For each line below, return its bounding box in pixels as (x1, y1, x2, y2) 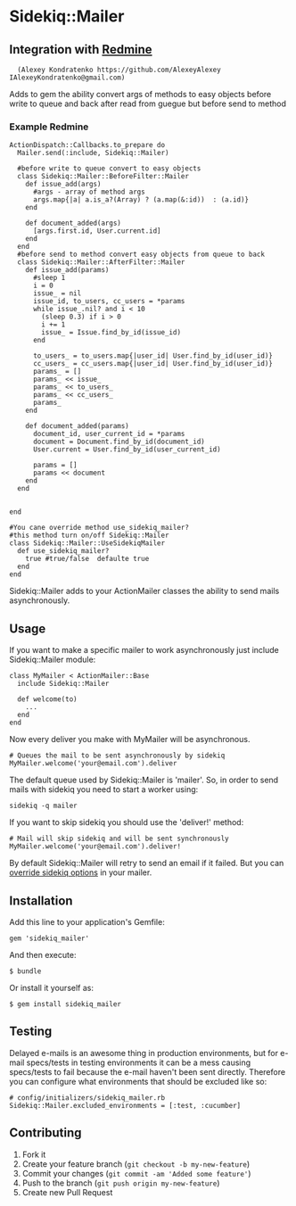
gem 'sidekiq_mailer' (9, 934, 90, 943)
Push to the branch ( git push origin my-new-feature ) (21, 1177, 220, 1188)
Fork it (21, 1149, 46, 1160)
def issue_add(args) (25, 180, 102, 189)
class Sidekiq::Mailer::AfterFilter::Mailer (17, 258, 185, 267)
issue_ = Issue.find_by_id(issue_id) (41, 328, 181, 337)
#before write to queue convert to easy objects (17, 164, 201, 173)
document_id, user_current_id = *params (32, 430, 185, 439)
